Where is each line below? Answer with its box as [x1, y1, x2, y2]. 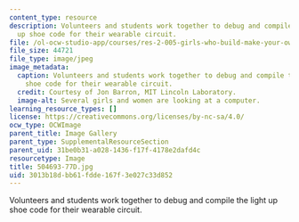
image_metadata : [9, 63, 69, 72]
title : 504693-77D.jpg [9, 162, 93, 171]
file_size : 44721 [9, 46, 74, 55]
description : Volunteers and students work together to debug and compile [9, 21, 293, 30]
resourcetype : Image [9, 153, 86, 163]
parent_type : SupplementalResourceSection [9, 137, 169, 146]
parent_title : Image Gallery [9, 129, 117, 138]
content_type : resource [9, 12, 98, 22]
